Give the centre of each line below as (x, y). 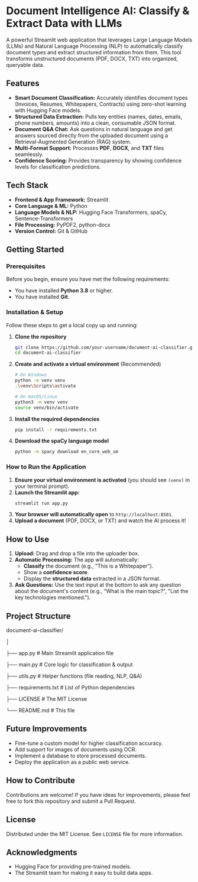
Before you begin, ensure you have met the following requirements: (88, 279)
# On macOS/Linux (36, 396)
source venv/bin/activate (46, 408)
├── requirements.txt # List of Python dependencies (70, 688)
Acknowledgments (42, 852)
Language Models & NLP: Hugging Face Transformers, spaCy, (91, 212)
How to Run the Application (46, 467)
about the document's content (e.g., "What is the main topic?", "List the (101, 591)
